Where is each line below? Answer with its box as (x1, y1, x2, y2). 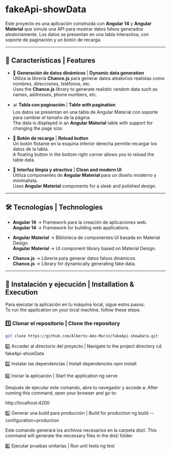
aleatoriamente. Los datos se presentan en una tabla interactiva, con (5, 31, 149, 37)
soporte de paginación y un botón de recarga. (5, 37, 102, 43)
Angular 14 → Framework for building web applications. (12, 224, 130, 230)
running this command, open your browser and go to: (5, 390, 117, 396)
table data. (12, 156, 36, 163)
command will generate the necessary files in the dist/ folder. (5, 432, 134, 439)
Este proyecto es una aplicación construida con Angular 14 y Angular (5, 20, 152, 26)
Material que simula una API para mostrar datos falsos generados (5, 25, 144, 32)
